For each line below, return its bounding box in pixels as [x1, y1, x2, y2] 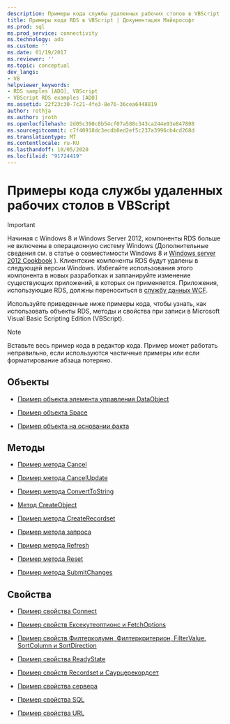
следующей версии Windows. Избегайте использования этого [7, 263, 193, 272]
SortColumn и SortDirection [17, 642, 97, 650]
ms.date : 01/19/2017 [7, 49, 68, 56]
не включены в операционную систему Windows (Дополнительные [7, 241, 209, 249]
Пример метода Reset [17, 555, 84, 563]
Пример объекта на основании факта [17, 422, 130, 430]
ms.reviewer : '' [7, 56, 54, 63]
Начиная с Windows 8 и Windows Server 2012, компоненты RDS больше [7, 234, 221, 242]
